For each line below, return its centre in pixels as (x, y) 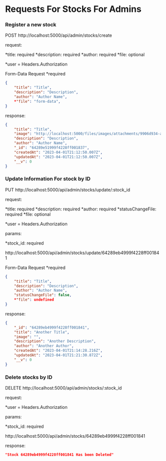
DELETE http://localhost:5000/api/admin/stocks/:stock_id (63, 388)
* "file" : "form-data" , (37, 101)
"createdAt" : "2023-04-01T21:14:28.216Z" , (58, 351)
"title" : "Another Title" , (42, 332)
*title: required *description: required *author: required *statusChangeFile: (81, 209)
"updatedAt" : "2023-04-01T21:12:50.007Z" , (58, 157)
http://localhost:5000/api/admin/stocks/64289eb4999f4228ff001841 (75, 436)
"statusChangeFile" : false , (43, 295)
